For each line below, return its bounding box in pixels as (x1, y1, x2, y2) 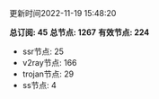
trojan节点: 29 (22, 68, 75, 79)
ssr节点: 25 (22, 46, 65, 57)
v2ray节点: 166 (22, 58, 78, 67)
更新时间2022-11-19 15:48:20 (9, 8, 117, 18)
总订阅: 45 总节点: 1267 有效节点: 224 (9, 27, 150, 38)
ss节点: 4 (22, 80, 57, 90)
